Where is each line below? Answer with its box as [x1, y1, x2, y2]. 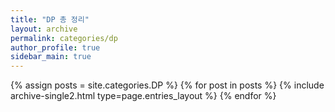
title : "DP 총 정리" [10, 14, 90, 25]
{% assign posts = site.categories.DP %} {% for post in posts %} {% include [10, 79, 325, 91]
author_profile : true [10, 42, 101, 53]
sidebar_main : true [10, 52, 92, 62]
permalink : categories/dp [10, 33, 118, 43]
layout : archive [10, 24, 78, 34]
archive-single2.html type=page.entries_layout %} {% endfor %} [10, 90, 277, 102]
